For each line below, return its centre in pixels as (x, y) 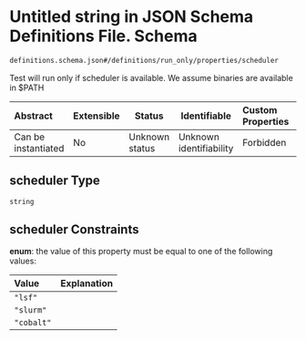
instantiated (39, 148)
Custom (260, 109)
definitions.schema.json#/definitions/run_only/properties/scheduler (144, 60)
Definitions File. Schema (103, 36)
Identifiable (206, 116)
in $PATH (27, 88)
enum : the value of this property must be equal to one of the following (141, 252)
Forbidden (265, 142)
